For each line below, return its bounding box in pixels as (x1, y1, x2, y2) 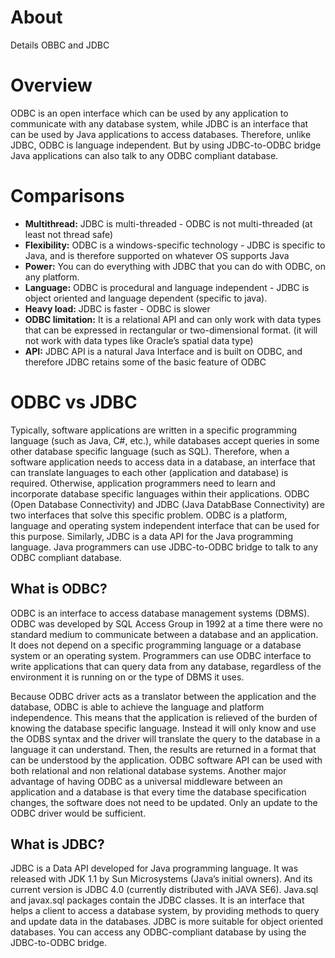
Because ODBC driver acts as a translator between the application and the (10, 690, 317, 702)
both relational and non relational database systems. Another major (10, 764, 287, 776)
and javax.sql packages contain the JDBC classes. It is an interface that (10, 894, 305, 906)
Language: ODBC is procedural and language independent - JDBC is (24, 281, 310, 293)
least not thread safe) (24, 228, 114, 240)
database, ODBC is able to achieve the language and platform (10, 701, 265, 713)
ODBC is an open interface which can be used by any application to (10, 107, 289, 119)
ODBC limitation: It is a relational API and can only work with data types (24, 313, 322, 325)
